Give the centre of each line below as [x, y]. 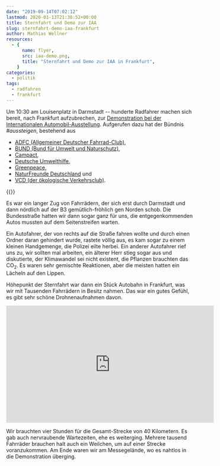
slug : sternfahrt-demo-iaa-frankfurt [53, 28]
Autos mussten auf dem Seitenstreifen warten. [63, 222]
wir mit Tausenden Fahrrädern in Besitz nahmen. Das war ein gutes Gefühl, [98, 291]
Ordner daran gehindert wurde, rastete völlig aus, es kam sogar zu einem [95, 240]
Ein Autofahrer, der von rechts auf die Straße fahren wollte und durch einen [98, 233]
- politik [23, 78]
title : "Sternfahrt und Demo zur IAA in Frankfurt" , [88, 61]
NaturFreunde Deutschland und [53, 174]
